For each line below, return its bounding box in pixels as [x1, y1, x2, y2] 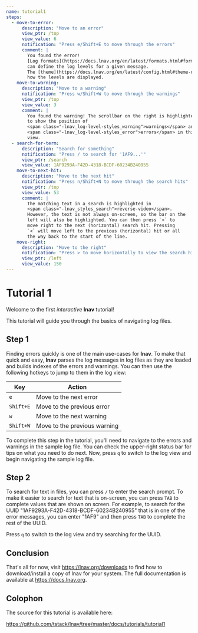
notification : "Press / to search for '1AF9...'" [21, 151, 146, 157]
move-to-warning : [16, 80, 60, 86]
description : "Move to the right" [21, 244, 107, 251]
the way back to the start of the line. [27, 234, 128, 240]
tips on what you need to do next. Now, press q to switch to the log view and [6, 449, 192, 456]
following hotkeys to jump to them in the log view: [6, 369, 127, 376]
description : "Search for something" [21, 146, 115, 152]
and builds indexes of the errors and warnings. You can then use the [6, 362, 172, 369]
